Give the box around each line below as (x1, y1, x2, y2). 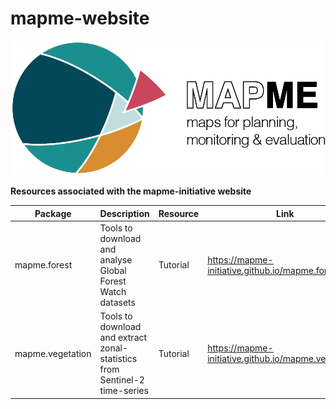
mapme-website (10, 7, 150, 30)
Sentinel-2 (99, 374, 145, 386)
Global (99, 264, 127, 276)
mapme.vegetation (14, 347, 92, 359)
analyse (99, 253, 133, 266)
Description (99, 207, 150, 219)
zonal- (99, 342, 129, 354)
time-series (99, 385, 149, 397)
